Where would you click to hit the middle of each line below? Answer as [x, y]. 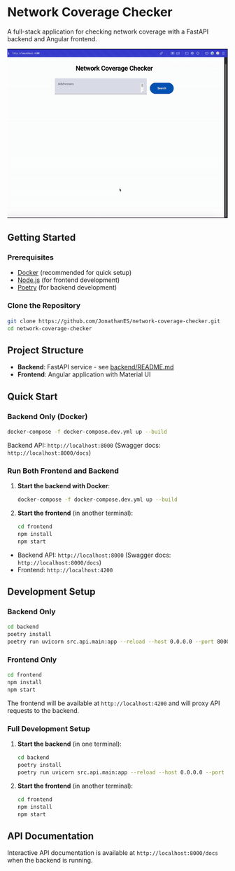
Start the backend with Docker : [64, 486]
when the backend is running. [50, 861]
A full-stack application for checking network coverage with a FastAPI [108, 31]
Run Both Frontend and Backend [63, 471]
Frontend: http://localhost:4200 [65, 569]
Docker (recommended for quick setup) [74, 273]
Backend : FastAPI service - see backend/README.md [95, 367]
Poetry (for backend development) [67, 288]
